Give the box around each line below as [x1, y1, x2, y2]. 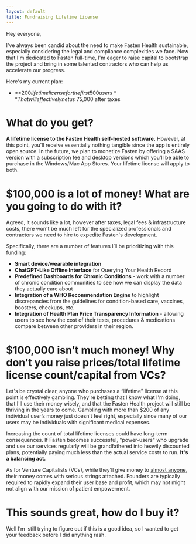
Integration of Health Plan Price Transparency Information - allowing [14, 310, 184, 317]
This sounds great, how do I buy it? [6, 506, 180, 519]
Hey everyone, [6, 30, 42, 37]
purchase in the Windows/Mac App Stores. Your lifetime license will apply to [6, 160, 190, 167]
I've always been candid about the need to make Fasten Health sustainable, [6, 42, 188, 49]
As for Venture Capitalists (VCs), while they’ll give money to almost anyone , [6, 467, 188, 474]
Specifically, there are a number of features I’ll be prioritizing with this [6, 243, 174, 250]
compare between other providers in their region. [14, 323, 133, 330]
